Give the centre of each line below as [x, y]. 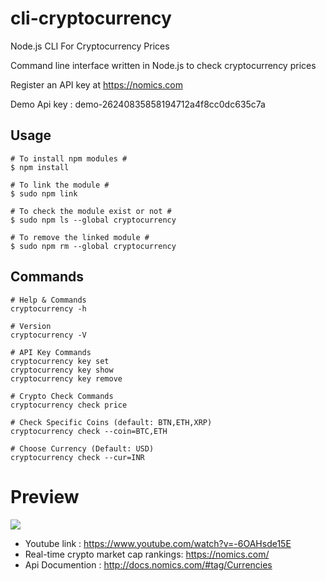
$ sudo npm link [44, 193]
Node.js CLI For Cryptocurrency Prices [90, 46]
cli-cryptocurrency [91, 18]
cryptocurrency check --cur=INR [77, 457]
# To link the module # [60, 185]
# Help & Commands [48, 300]
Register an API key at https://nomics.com [96, 84]
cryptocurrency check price [69, 405]
